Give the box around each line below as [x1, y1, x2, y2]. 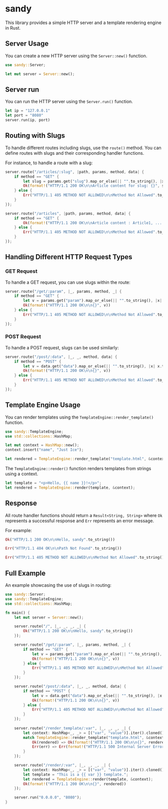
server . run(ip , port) [5, 118, 50, 123]
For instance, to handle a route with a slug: [5, 160, 93, 166]
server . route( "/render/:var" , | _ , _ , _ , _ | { [14, 763, 111, 768]
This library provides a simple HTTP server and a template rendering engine [5, 20, 161, 26]
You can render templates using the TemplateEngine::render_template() [5, 414, 154, 420]
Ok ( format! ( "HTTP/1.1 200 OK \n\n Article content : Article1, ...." [23, 220, 166, 225]
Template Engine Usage [5, 401, 81, 410]
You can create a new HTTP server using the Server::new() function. [5, 53, 147, 59]
